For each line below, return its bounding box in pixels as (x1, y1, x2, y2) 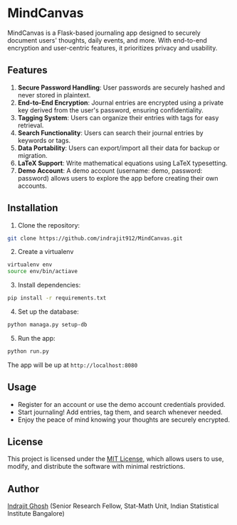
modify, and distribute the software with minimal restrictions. (7, 462, 185, 471)
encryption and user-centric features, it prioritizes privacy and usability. (7, 43, 218, 52)
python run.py (7, 347, 50, 355)
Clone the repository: (17, 221, 80, 229)
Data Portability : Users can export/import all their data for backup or (17, 144, 220, 152)
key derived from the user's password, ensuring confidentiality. (17, 105, 204, 115)
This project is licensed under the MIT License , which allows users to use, (7, 455, 224, 463)
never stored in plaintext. (17, 90, 91, 99)
